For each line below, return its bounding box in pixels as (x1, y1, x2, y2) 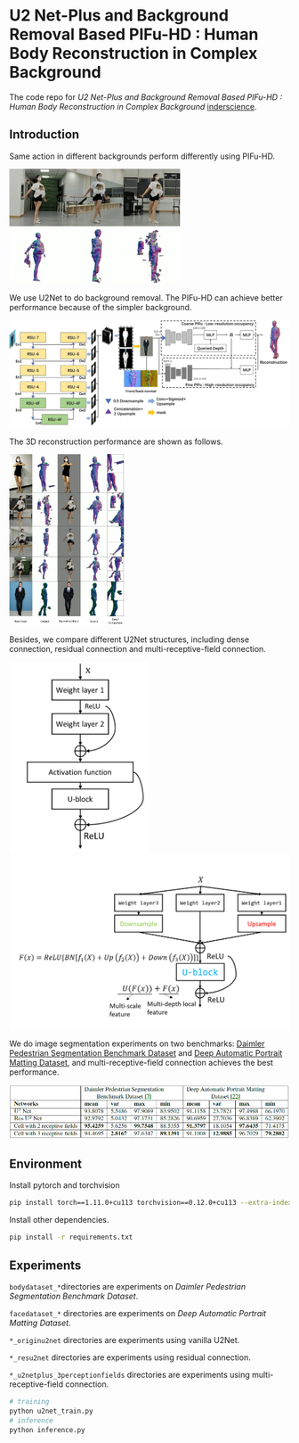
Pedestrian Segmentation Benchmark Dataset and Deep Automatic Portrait (9, 1048, 283, 1059)
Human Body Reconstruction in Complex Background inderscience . (9, 101, 257, 111)
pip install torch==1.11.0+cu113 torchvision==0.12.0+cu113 (9, 1199, 238, 1208)
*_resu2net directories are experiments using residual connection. (9, 1352, 251, 1363)
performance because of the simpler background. (9, 302, 192, 313)
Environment (9, 1156, 83, 1171)
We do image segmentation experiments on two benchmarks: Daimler (9, 1038, 265, 1049)
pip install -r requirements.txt (9, 1233, 133, 1242)
